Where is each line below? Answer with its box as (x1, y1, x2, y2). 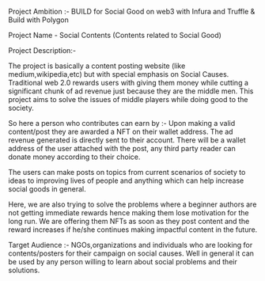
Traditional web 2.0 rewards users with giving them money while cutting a (8, 78, 249, 87)
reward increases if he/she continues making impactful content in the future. (8, 225, 258, 234)
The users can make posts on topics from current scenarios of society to (8, 168, 246, 177)
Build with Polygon (8, 15, 69, 25)
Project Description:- (8, 46, 77, 55)
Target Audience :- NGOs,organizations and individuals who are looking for (8, 241, 253, 249)
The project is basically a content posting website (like (8, 61, 186, 70)
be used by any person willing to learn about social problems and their (8, 257, 237, 266)
